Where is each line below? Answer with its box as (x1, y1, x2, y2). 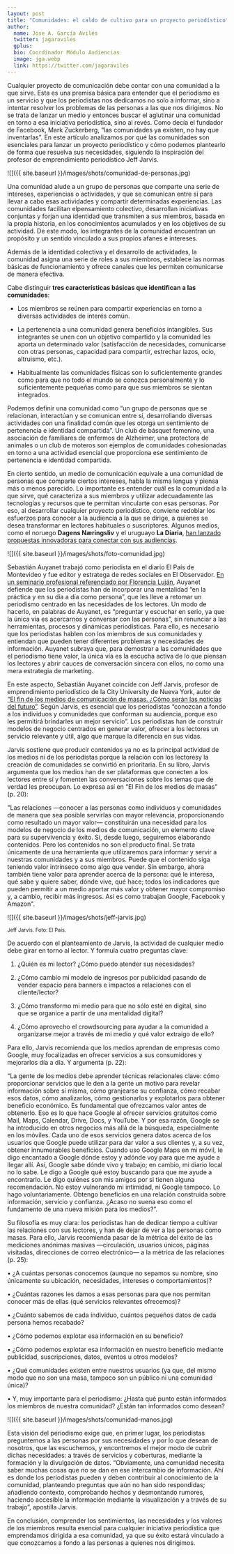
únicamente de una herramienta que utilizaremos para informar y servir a (7, 847, 217, 856)
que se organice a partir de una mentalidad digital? (17, 1008, 164, 1017)
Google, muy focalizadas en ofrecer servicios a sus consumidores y (7, 1050, 203, 1059)
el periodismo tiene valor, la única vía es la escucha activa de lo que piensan (7, 652, 227, 660)
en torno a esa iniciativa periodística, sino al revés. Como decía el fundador (7, 118, 224, 126)
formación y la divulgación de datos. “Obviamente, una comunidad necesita (7, 1458, 225, 1467)
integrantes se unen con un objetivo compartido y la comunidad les (17, 332, 211, 341)
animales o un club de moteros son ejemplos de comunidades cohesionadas (7, 440, 227, 449)
